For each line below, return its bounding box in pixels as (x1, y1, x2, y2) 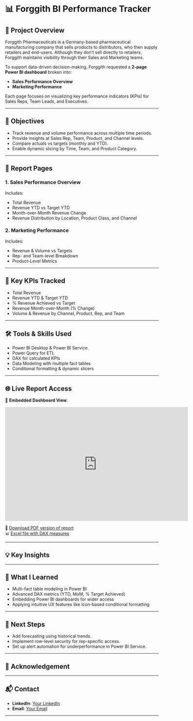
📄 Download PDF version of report (5, 525, 74, 531)
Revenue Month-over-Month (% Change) (12, 305, 95, 311)
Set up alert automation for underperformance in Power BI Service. (12, 643, 147, 649)
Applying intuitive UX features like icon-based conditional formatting (12, 602, 150, 607)
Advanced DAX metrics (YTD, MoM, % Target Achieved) (12, 591, 126, 597)
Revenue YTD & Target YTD (12, 295, 68, 301)
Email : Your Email (12, 705, 48, 711)
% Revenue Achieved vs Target (12, 300, 76, 306)
